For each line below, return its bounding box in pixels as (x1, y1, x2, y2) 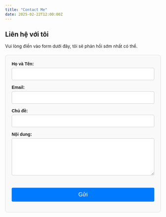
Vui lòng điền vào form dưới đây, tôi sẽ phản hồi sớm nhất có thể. (5, 43, 138, 49)
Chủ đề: (11, 108, 28, 114)
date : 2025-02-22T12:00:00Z (5, 12, 63, 17)
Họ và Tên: (11, 61, 34, 67)
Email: (11, 85, 25, 90)
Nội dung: (11, 131, 32, 137)
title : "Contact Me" (5, 7, 48, 12)
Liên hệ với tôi (5, 30, 49, 39)
